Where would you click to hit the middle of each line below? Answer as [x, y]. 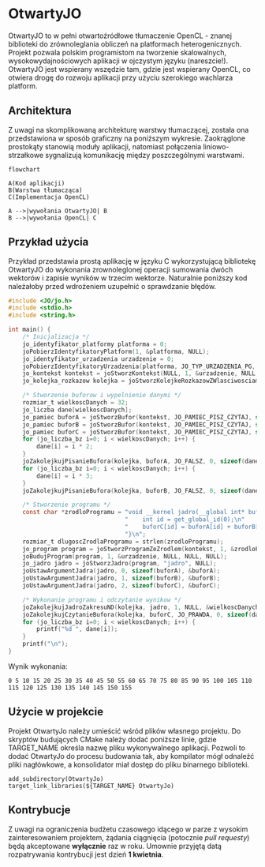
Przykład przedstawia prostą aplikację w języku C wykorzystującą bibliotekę [132, 261]
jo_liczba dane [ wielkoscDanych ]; [77, 410]
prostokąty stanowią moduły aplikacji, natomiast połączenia [105, 146]
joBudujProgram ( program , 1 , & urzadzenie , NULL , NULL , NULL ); [125, 556]
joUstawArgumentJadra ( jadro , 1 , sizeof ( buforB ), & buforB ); [121, 578]
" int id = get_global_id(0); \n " [185, 520]
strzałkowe [26, 155]
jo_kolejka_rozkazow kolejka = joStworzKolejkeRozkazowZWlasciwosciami [142, 381]
